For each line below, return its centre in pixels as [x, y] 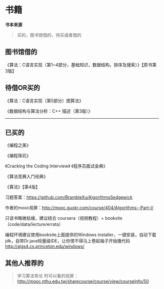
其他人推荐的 [24, 263]
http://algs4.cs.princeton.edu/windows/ [45, 246]
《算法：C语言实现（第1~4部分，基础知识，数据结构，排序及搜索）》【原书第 [81, 65]
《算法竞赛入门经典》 [26, 177]
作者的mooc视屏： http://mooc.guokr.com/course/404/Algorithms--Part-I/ [79, 208]
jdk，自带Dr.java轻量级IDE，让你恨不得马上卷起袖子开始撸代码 [68, 241]
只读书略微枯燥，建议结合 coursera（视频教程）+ [54, 218]
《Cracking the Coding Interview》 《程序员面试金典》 [56, 166]
